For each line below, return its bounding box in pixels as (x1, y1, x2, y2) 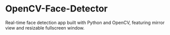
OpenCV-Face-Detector (5, 3, 108, 14)
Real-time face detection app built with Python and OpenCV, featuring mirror (5, 19, 165, 25)
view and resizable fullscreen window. (5, 24, 85, 30)
